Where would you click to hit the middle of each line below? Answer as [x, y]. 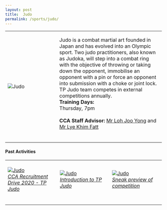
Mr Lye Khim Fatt [79, 127]
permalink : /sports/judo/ [32, 19]
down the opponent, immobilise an [100, 71]
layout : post [19, 10]
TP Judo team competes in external [101, 90]
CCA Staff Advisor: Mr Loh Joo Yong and [108, 121]
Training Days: [77, 102]
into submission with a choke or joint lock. [108, 83]
